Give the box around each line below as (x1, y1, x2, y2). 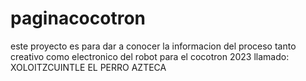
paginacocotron (10, 7, 147, 30)
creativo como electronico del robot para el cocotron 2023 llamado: (10, 50, 290, 62)
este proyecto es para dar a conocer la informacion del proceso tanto (10, 40, 297, 52)
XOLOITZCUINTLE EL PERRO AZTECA (10, 61, 167, 73)
